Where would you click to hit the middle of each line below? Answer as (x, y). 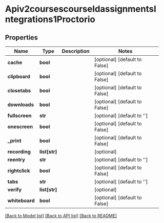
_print (14, 141)
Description (76, 51)
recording (19, 152)
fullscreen (20, 116)
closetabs (19, 90)
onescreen (20, 127)
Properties (21, 37)
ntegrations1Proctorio (50, 19)
